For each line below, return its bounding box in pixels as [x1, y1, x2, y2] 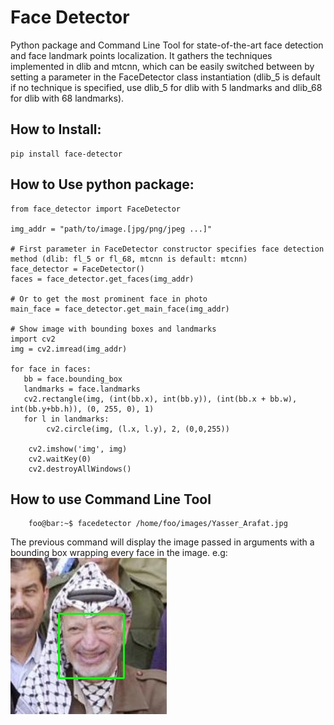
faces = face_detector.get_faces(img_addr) [10, 274, 195, 284]
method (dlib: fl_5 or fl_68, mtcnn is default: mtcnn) [10, 254, 248, 264]
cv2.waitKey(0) [28, 454, 92, 464]
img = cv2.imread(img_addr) [10, 344, 128, 354]
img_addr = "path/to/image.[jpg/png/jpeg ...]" [10, 224, 213, 234]
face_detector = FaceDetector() [10, 264, 145, 274]
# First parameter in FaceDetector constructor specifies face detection [10, 244, 325, 254]
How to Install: [10, 121, 102, 138]
